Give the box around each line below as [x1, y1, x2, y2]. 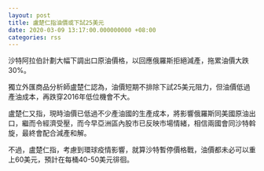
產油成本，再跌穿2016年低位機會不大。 [8, 92, 134, 102]
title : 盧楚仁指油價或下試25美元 [8, 19, 104, 27]
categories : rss [8, 33, 61, 42]
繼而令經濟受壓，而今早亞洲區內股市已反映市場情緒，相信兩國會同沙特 [21, 118, 249, 128]
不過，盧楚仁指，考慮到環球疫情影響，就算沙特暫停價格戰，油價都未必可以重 [8, 145, 256, 155]
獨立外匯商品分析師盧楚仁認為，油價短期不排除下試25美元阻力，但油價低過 [8, 82, 251, 92]
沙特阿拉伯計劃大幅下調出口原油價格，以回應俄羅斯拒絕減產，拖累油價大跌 [8, 56, 249, 65]
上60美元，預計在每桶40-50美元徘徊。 [8, 155, 134, 165]
